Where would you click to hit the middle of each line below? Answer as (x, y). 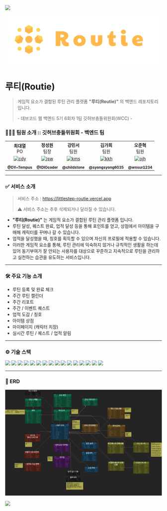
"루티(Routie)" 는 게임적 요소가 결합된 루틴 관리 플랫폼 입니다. (73, 220)
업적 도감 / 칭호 (27, 314)
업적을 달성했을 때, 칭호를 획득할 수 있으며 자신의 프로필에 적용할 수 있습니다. (86, 238)
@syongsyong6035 (106, 167)
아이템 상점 (23, 320)
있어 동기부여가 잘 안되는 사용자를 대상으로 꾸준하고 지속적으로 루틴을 (79, 251)
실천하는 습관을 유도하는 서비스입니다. (54, 257)
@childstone (73, 167)
